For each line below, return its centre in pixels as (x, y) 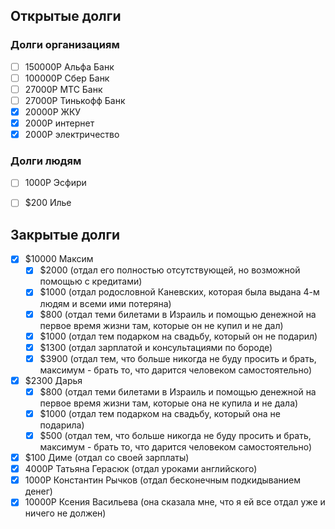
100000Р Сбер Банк (67, 78)
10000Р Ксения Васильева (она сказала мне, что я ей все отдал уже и (175, 502)
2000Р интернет (59, 123)
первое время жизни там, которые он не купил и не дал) (161, 325)
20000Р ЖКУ (53, 111)
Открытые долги (66, 16)
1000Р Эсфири (55, 183)
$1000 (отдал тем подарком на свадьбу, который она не (160, 413)
